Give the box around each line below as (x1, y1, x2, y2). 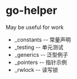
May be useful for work (5, 24, 64, 31)
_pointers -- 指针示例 (14, 58, 67, 66)
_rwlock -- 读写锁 (14, 66, 58, 73)
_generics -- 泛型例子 (14, 51, 69, 58)
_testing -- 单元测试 (14, 43, 64, 51)
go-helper (5, 4, 58, 17)
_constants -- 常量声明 (14, 36, 71, 43)
